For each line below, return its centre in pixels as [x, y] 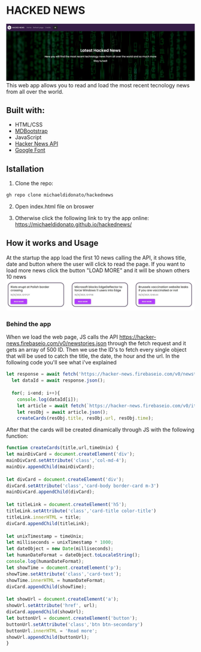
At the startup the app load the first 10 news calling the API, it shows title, [96, 257]
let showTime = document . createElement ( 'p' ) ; [64, 568]
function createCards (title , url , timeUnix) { [63, 448]
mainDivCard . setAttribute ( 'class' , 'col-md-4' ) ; [67, 461]
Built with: [25, 110]
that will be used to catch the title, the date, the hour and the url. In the [93, 356]
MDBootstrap [31, 131]
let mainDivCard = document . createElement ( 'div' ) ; [71, 454]
